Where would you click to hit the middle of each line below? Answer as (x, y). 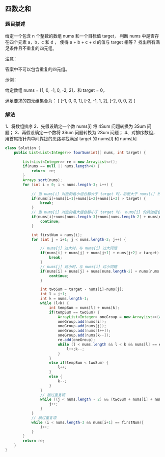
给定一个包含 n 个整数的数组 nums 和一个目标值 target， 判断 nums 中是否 (80, 36)
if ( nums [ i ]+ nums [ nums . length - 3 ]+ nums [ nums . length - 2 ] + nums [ (95, 217)
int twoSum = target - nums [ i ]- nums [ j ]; (82, 289)
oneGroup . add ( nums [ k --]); (84, 335)
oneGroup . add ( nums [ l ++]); (84, 331)
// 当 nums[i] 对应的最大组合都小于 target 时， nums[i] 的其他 (92, 212)
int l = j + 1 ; (54, 294)
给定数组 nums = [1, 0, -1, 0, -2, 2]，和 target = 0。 (56, 90)
